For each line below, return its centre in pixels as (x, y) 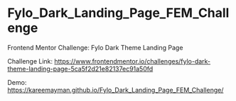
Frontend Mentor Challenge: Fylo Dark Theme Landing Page (95, 47)
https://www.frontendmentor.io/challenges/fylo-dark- (133, 61)
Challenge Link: (30, 61)
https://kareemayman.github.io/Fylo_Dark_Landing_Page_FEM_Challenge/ (116, 90)
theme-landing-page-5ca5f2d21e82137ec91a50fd (80, 69)
